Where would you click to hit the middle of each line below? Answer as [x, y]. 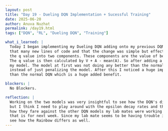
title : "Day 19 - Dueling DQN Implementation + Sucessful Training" [78, 14]
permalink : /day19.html [30, 28]
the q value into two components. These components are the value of [83, 56]
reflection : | [20, 97]
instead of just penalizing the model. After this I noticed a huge [82, 70]
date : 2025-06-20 [23, 19]
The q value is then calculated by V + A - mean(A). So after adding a [86, 60]
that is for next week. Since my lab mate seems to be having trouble [85, 116]
